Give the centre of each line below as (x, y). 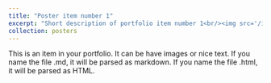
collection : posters (43, 31)
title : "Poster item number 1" (61, 16)
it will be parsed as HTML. (52, 71)
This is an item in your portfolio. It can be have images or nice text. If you (129, 54)
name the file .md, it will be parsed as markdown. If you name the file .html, (133, 62)
